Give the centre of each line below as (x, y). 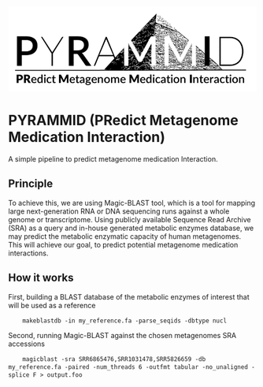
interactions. (28, 253)
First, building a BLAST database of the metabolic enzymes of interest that (129, 296)
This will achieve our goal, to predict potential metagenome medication (123, 244)
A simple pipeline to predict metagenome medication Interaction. (113, 159)
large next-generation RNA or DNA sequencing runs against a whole (119, 211)
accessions (27, 344)
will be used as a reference (52, 305)
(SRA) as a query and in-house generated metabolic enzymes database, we (131, 228)
